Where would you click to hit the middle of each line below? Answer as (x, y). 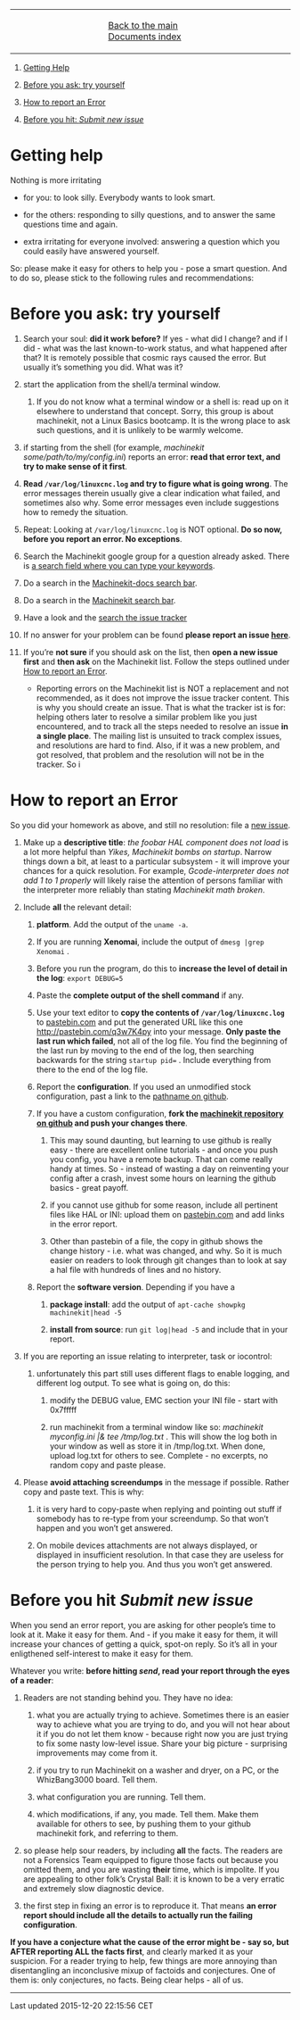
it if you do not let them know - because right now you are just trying (162, 1733)
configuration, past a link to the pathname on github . (133, 1096)
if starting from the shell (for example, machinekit (114, 447)
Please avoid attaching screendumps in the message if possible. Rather (156, 1482)
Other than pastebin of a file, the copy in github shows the (156, 1241)
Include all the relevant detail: (77, 907)
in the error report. (84, 1224)
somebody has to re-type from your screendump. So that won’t (153, 1518)
